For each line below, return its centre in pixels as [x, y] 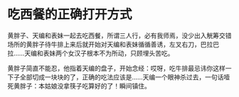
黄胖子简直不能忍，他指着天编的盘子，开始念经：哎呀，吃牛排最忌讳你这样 [116, 68]
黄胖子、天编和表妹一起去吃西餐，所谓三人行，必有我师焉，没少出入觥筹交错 [119, 35]
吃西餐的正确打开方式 [70, 15]
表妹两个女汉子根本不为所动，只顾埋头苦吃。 [108, 53]
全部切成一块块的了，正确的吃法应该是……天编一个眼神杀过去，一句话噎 [125, 77]
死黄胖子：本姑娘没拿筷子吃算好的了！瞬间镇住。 [79, 86]
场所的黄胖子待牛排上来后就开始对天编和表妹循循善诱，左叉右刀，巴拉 [110, 44]
